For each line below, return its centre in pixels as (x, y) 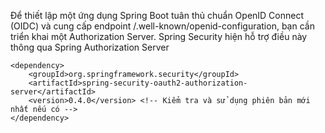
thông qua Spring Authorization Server (90, 47)
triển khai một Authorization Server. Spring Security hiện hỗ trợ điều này (159, 36)
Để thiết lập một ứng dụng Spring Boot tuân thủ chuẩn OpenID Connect (157, 15)
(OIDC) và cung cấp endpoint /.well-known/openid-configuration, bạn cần (162, 26)
